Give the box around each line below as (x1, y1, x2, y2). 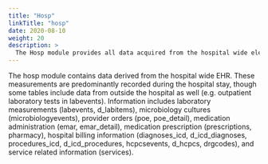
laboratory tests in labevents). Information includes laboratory (8, 97, 211, 106)
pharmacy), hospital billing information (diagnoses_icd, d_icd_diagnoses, (8, 130, 247, 140)
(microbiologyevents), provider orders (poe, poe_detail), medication (8, 114, 231, 122)
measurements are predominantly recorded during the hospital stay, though (8, 79, 257, 89)
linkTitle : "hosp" (8, 19, 69, 27)
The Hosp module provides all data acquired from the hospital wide (15, 49, 248, 57)
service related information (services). (8, 147, 134, 157)
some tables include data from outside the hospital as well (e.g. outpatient (8, 88, 251, 97)
